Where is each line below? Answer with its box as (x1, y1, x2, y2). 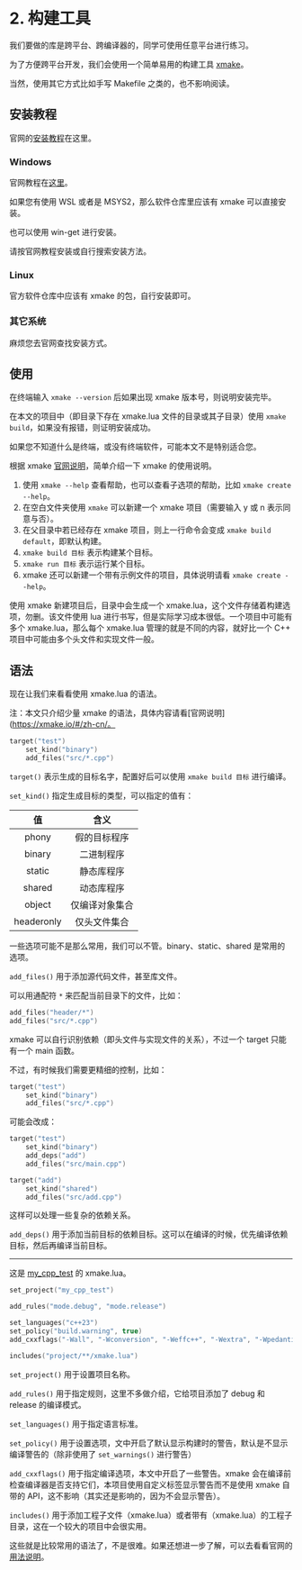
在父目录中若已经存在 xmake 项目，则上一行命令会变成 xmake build (22, 524, 271, 536)
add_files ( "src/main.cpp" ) (25, 1159, 127, 1168)
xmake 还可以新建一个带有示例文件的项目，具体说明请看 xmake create (22, 569, 281, 581)
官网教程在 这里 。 (9, 177, 73, 188)
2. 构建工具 (9, 8, 92, 29)
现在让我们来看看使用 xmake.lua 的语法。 (9, 688, 162, 699)
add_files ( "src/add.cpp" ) (25, 1193, 123, 1202)
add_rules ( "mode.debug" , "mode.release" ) (9, 1302, 167, 1311)
